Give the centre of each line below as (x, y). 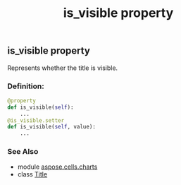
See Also (23, 152)
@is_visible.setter (36, 120)
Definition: (26, 86)
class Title (32, 174)
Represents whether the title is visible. (63, 68)
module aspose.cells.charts (57, 167)
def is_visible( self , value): (52, 127)
